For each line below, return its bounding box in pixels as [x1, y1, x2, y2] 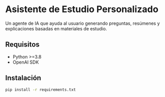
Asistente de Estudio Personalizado [5, 4, 159, 15]
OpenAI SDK [12, 59, 39, 65]
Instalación [5, 74, 42, 82]
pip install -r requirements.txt [5, 87, 76, 92]
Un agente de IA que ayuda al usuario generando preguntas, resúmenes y [5, 20, 160, 26]
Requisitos [5, 40, 40, 49]
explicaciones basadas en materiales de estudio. [5, 25, 108, 31]
